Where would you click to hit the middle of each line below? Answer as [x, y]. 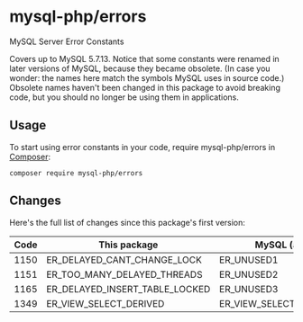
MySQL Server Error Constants [67, 41]
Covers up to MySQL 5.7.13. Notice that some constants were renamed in [144, 58]
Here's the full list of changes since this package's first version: [128, 222]
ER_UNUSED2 [249, 274]
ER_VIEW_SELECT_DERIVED [106, 303]
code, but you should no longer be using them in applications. [124, 97]
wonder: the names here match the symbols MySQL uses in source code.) [147, 77]
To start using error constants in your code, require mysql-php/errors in [142, 147]
